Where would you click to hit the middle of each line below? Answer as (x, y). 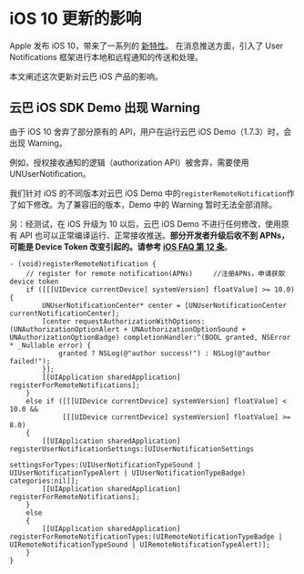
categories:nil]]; (44, 481)
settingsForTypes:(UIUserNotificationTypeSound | (106, 465)
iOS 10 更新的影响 (76, 19)
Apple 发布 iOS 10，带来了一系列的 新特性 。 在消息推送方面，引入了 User (147, 46)
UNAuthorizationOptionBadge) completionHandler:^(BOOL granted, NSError (150, 337)
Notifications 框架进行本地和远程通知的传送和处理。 (106, 56)
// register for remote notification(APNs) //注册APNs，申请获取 (156, 273)
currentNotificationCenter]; (65, 313)
